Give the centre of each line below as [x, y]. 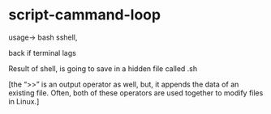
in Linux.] [24, 101]
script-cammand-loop [84, 15]
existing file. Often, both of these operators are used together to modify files [136, 93]
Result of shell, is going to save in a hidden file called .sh [103, 68]
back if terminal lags [43, 53]
